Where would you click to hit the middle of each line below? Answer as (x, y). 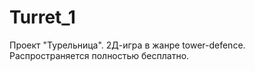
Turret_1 (42, 17)
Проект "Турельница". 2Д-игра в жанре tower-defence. (127, 45)
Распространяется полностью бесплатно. (99, 55)
